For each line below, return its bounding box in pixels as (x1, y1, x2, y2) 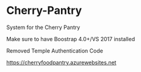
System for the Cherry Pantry (6, 24, 81, 31)
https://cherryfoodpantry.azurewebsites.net (6, 59, 117, 66)
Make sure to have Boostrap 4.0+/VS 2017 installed (6, 35, 136, 42)
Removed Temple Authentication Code (6, 47, 104, 54)
